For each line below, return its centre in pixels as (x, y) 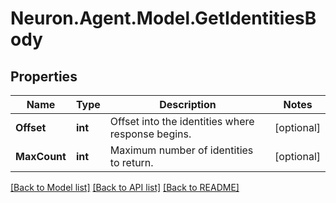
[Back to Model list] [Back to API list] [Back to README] (125, 187)
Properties (44, 76)
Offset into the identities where (182, 121)
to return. (131, 162)
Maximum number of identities (181, 150)
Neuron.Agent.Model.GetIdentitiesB (163, 18)
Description (188, 104)
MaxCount (41, 156)
